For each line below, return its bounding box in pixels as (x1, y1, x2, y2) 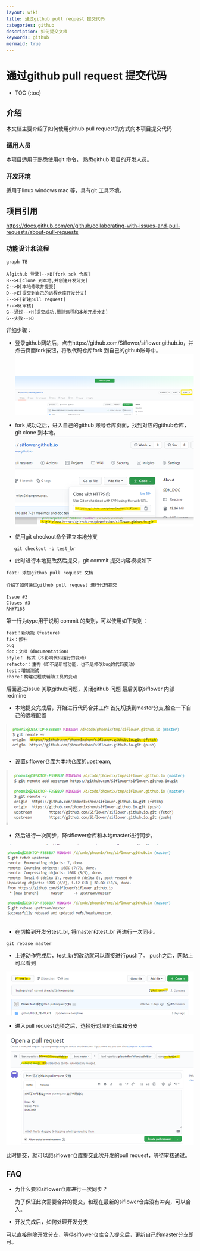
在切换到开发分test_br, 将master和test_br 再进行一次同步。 (14, 928, 159, 935)
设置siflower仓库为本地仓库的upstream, (14, 758, 112, 765)
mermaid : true (6, 41, 42, 47)
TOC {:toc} (14, 89, 42, 96)
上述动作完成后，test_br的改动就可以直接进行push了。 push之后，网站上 (14, 952, 193, 959)
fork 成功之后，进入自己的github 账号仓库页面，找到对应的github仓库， (14, 421, 189, 429)
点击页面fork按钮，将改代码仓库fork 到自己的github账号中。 (14, 347, 162, 354)
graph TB (6, 259, 28, 265)
